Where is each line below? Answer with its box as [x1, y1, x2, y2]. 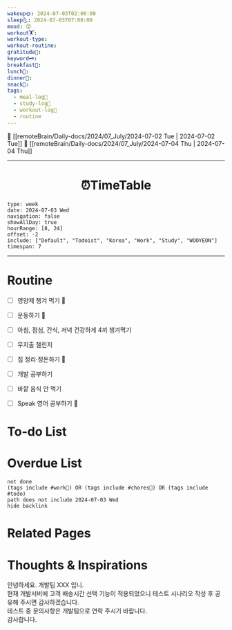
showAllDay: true [7, 219, 57, 225]
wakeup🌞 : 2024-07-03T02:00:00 [7, 10, 97, 17]
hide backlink [7, 503, 48, 510]
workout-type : [7, 36, 48, 43]
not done [7, 479, 32, 485]
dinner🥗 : [7, 74, 32, 82]
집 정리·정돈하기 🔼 [17, 355, 66, 363]
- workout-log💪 [13, 106, 57, 113]
